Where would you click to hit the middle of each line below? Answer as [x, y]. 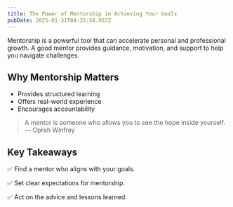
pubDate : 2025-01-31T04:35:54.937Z [59, 20]
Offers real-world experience [59, 102]
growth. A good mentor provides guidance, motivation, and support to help [115, 48]
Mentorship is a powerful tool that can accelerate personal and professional [116, 40]
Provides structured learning [59, 94]
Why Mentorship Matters [63, 77]
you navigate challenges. [43, 55]
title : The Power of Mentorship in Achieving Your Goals [92, 14]
